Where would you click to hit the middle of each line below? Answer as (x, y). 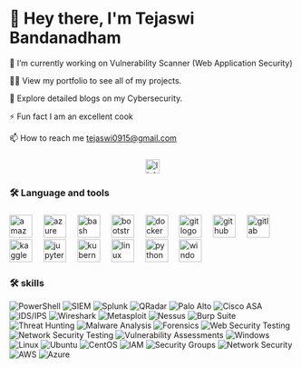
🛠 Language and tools (60, 193)
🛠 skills (27, 283)
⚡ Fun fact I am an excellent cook (72, 116)
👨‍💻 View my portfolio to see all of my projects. (96, 80)
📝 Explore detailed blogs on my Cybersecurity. (96, 98)
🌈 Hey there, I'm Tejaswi (102, 19)
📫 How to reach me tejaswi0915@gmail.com (93, 138)
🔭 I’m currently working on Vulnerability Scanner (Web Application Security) (151, 63)
